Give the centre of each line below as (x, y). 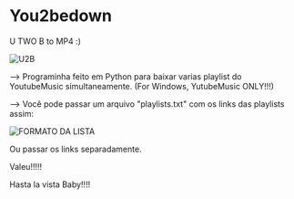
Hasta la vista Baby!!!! (50, 184)
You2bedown (61, 16)
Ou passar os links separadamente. (76, 149)
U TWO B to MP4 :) (46, 41)
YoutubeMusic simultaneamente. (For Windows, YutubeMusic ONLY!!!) (142, 86)
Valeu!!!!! (26, 166)
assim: (22, 113)
